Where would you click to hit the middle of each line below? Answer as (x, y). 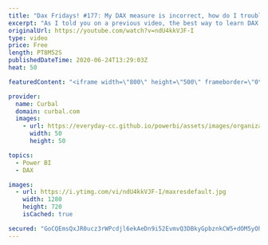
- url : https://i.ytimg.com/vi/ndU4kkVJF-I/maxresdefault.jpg (121, 192)
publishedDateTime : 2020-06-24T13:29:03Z (78, 61)
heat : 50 (23, 68)
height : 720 (42, 207)
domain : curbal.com (48, 111)
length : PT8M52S (35, 53)
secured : (23, 228)
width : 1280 (42, 200)
